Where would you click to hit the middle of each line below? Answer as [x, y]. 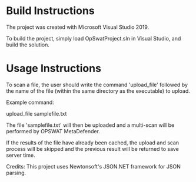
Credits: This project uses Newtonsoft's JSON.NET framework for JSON [94, 166]
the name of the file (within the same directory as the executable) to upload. [98, 91]
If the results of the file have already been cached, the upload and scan [93, 143]
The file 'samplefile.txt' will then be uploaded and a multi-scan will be [90, 125]
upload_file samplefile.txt [36, 113]
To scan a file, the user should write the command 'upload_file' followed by [97, 85]
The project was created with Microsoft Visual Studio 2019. [78, 27]
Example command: [30, 102]
